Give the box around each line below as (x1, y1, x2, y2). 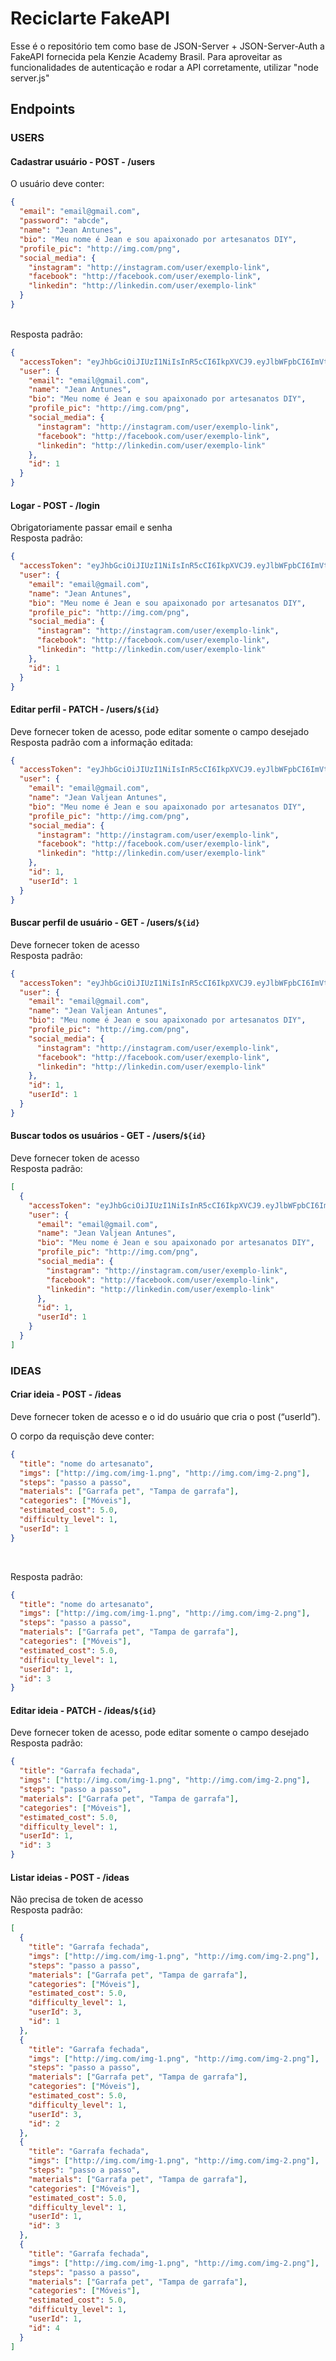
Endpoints (10, 101, 76, 118)
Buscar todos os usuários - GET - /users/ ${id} (10, 1130, 207, 1142)
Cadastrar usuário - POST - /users (10, 155, 156, 167)
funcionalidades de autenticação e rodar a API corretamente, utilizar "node (10, 61, 319, 73)
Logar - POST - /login (10, 499, 100, 511)
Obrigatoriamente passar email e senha (10, 522, 173, 534)
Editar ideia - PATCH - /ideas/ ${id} (10, 1704, 157, 1716)
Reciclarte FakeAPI (10, 7, 170, 30)
